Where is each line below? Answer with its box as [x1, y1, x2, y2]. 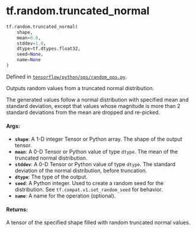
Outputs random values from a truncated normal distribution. [6, 84, 155, 91]
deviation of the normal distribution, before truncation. [14, 167, 147, 174]
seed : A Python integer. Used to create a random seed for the [14, 180, 164, 187]
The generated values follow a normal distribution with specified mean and [6, 96, 189, 103]
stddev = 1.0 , [17, 40, 46, 46]
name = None [17, 57, 41, 63]
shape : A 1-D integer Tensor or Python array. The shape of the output [14, 135, 182, 143]
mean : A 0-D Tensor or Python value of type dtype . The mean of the [14, 148, 178, 155]
